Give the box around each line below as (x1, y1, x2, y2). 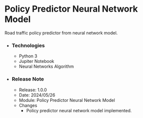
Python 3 (19, 53, 38, 59)
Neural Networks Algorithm (19, 63, 74, 69)
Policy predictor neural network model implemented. (26, 107, 132, 113)
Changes (19, 102, 38, 108)
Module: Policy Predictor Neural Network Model (19, 97, 115, 103)
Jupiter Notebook (19, 59, 55, 64)
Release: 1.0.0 (19, 87, 47, 93)
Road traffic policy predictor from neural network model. (4, 30, 118, 36)
